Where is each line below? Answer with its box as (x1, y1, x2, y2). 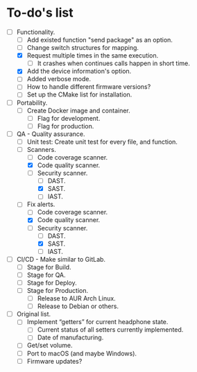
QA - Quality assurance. (16, 130, 85, 138)
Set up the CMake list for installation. (26, 90, 132, 99)
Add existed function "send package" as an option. (26, 36, 173, 44)
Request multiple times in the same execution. (26, 51, 159, 60)
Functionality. (16, 28, 55, 36)
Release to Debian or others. (37, 302, 119, 310)
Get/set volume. (26, 341, 73, 350)
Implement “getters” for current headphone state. (26, 318, 169, 326)
